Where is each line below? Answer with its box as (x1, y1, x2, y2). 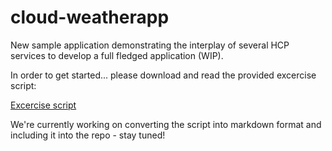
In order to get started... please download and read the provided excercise (10, 69, 317, 81)
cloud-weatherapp (10, 6, 170, 29)
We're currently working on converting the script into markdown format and (10, 118, 322, 130)
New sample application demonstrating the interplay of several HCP (10, 39, 290, 51)
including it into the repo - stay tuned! (10, 129, 166, 141)
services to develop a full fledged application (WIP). (10, 49, 224, 61)
